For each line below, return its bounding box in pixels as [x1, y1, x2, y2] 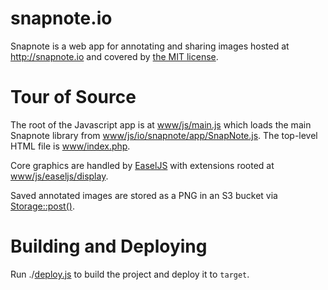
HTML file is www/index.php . [10, 140, 131, 152]
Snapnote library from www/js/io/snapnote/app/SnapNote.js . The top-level [10, 129, 318, 141]
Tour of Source [10, 86, 137, 109]
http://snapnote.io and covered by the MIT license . [10, 50, 219, 62]
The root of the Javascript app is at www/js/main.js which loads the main [10, 118, 312, 131]
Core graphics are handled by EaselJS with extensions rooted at [10, 159, 275, 171]
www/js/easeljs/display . [10, 170, 109, 182]
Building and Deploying [10, 235, 208, 258]
